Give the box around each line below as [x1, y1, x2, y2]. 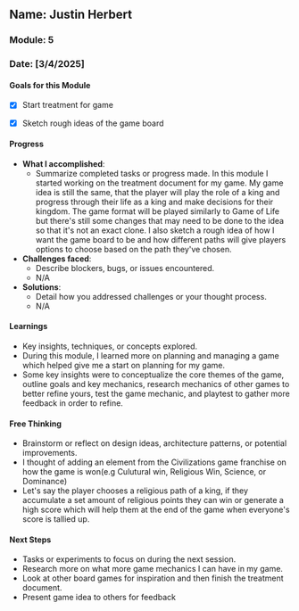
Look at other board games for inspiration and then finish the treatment [21, 573, 284, 583]
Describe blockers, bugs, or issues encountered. [35, 262, 215, 273]
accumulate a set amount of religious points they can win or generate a [21, 495, 284, 506]
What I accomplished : [21, 158, 105, 169]
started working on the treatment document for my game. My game [35, 178, 284, 188]
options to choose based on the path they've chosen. [35, 244, 232, 254]
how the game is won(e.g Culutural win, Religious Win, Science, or [21, 467, 266, 477]
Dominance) [21, 476, 68, 487]
